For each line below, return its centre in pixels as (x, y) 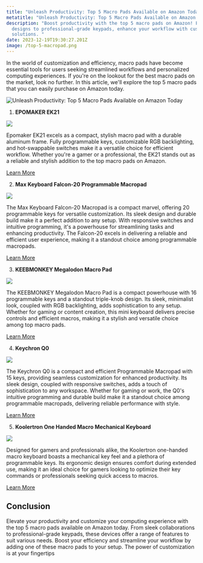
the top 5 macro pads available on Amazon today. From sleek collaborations (101, 527)
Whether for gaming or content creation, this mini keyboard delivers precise (101, 312)
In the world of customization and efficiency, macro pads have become (95, 63)
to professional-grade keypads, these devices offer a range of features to (98, 534)
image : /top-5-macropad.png (42, 46)
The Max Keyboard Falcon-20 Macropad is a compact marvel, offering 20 (98, 207)
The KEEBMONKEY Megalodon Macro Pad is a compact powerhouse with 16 (101, 292)
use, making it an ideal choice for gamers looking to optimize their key (94, 469)
